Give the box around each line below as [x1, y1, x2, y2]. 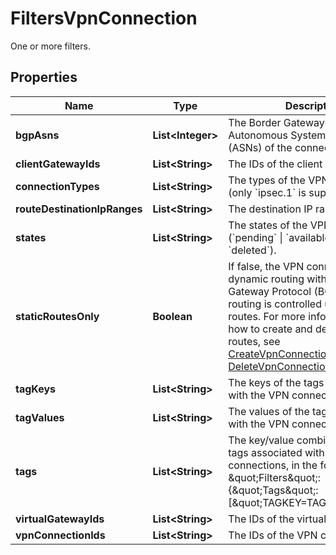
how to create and [228, 322, 313, 336]
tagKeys [15, 382, 57, 396]
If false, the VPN [228, 259, 305, 273]
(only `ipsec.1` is [228, 185, 307, 199]
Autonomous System [228, 128, 327, 142]
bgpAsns [15, 128, 60, 142]
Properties [10, 69, 78, 86]
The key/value [228, 433, 295, 447]
